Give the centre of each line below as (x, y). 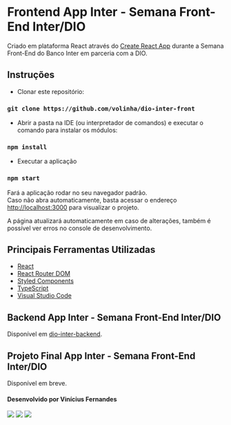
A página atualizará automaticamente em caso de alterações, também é (109, 220)
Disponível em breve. (37, 384)
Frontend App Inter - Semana (92, 12)
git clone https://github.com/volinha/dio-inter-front (101, 108)
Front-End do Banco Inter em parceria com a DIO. (77, 53)
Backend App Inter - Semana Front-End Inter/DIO (114, 318)
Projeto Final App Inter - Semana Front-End (101, 356)
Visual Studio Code (44, 296)
